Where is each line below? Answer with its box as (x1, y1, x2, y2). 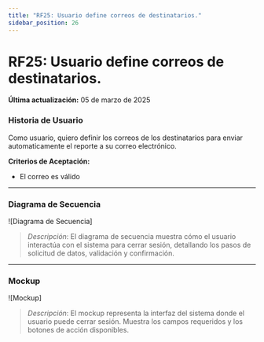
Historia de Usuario (8, 115, 84, 126)
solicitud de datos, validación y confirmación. (27, 248, 175, 258)
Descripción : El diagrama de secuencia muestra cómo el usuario (27, 232, 236, 241)
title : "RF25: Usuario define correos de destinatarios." (8, 11, 202, 20)
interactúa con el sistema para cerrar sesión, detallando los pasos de (27, 241, 251, 250)
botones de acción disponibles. (27, 325, 130, 335)
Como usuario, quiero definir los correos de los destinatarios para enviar (8, 133, 244, 142)
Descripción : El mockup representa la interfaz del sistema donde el (27, 308, 245, 318)
